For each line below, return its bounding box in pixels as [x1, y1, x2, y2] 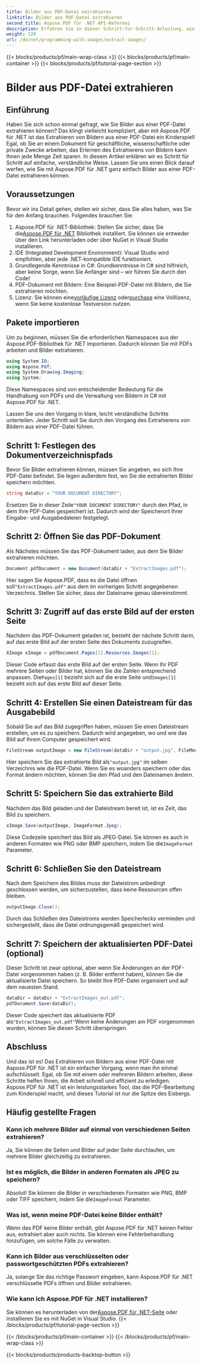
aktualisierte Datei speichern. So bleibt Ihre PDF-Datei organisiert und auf [6, 977, 188, 985]
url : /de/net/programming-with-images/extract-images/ [6, 37, 147, 43]
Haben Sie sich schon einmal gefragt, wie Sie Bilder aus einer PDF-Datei [6, 121, 186, 128]
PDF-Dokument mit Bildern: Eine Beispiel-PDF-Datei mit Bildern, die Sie [14, 281, 192, 288]
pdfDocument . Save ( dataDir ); [6, 1000, 77, 1006]
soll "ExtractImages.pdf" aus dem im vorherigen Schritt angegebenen [6, 582, 179, 590]
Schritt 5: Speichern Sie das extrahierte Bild [6, 788, 174, 799]
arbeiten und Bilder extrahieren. [6, 346, 85, 353]
